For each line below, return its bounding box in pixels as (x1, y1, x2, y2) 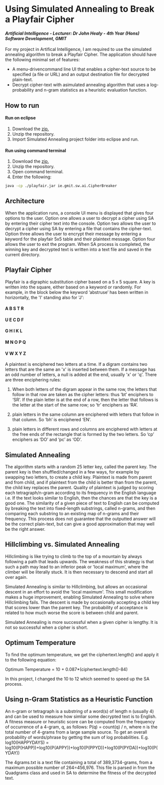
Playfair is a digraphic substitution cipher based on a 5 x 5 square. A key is (5, 279, 156, 285)
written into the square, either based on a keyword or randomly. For (5, 284, 141, 290)
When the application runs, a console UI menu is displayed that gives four (5, 210, 154, 216)
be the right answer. (5, 526, 46, 532)
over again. (5, 574, 28, 580)
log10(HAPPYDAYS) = (5, 739, 49, 745)
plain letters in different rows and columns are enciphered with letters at (12, 426, 158, 432)
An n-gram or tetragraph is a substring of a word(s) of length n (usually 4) (5, 708, 154, 714)
